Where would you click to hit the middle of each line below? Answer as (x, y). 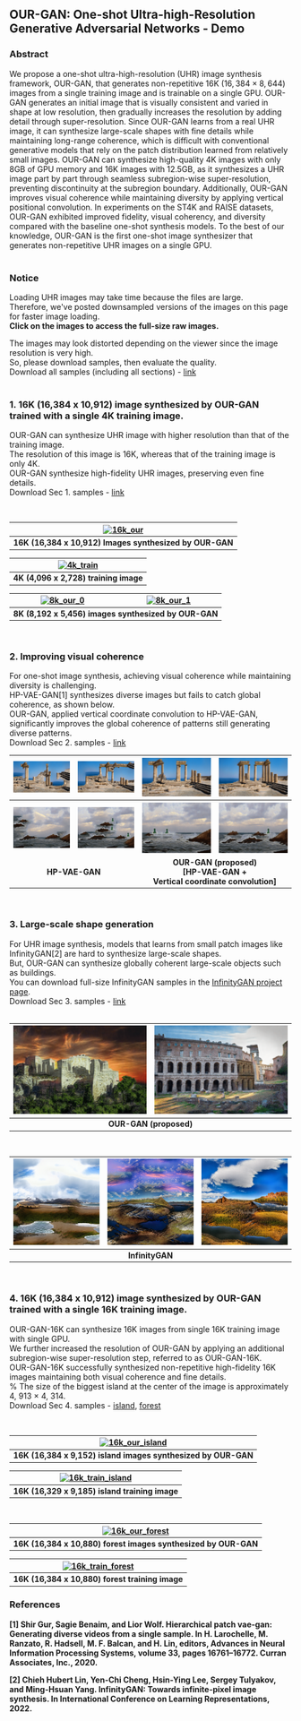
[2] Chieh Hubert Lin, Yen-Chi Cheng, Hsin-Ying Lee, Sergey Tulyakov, (143, 1680)
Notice (24, 278)
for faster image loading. (55, 316)
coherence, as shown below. (62, 705)
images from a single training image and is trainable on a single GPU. (136, 92)
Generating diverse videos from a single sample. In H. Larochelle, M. (139, 1633)
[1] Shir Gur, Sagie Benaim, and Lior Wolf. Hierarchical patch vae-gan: (141, 1624)
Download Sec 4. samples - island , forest (85, 1405)
